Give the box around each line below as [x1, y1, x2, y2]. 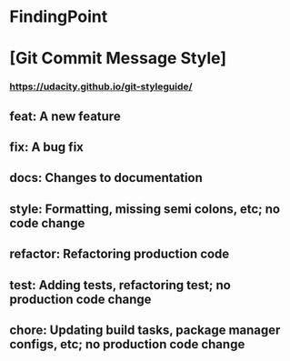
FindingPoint [9, 6, 108, 27]
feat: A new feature [9, 108, 121, 124]
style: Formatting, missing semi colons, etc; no [9, 201, 280, 216]
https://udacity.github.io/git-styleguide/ [9, 80, 193, 93]
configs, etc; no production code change [9, 336, 245, 352]
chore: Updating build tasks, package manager [9, 323, 281, 338]
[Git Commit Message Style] [9, 48, 227, 69]
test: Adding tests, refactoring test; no [9, 277, 232, 293]
